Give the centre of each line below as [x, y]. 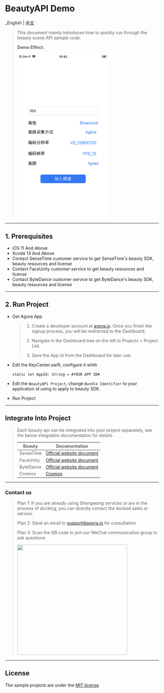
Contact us [18, 492]
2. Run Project [27, 305]
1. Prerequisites [29, 236]
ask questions [31, 538]
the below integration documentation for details [65, 435]
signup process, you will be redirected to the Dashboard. [89, 331]
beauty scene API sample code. [49, 38]
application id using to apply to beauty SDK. [56, 388]
